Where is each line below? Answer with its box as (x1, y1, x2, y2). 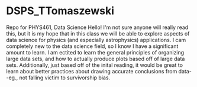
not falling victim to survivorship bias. (19, 74, 111, 81)
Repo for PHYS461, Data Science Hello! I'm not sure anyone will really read (6, 24, 189, 31)
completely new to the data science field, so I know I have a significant (6, 43, 179, 50)
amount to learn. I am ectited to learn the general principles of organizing (6, 49, 185, 56)
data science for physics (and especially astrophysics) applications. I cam (6, 36, 186, 43)
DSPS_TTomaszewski (6, 4, 114, 18)
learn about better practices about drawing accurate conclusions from (6, 67, 177, 75)
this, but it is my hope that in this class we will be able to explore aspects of (6, 30, 190, 37)
